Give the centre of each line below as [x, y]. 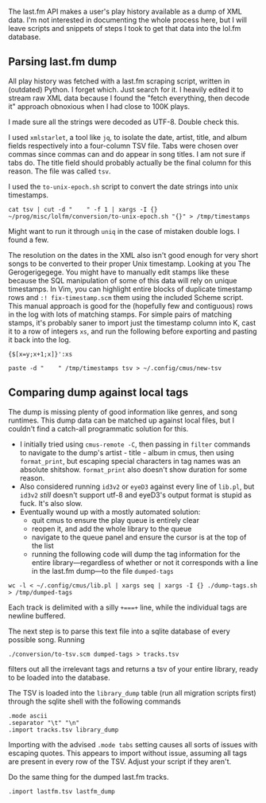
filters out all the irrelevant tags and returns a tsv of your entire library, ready [133, 669]
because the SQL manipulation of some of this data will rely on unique [123, 280]
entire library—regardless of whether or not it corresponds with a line [145, 562]
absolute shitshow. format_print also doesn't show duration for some [133, 470]
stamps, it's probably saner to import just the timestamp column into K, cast [132, 322]
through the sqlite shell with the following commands [94, 701]
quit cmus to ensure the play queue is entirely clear [116, 520]
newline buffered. [37, 615]
